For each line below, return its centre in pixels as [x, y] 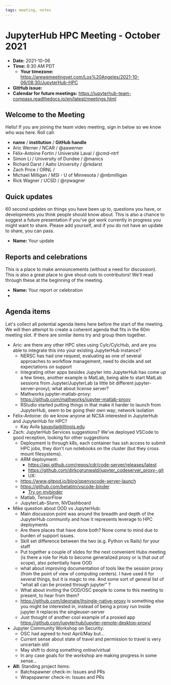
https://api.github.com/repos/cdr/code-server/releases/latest [92, 465]
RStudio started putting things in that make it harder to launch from [91, 405]
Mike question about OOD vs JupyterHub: [57, 508]
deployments [34, 525]
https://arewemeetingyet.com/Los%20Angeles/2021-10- [80, 77]
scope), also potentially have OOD [56, 562]
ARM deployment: [39, 459]
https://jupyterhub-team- [105, 93]
